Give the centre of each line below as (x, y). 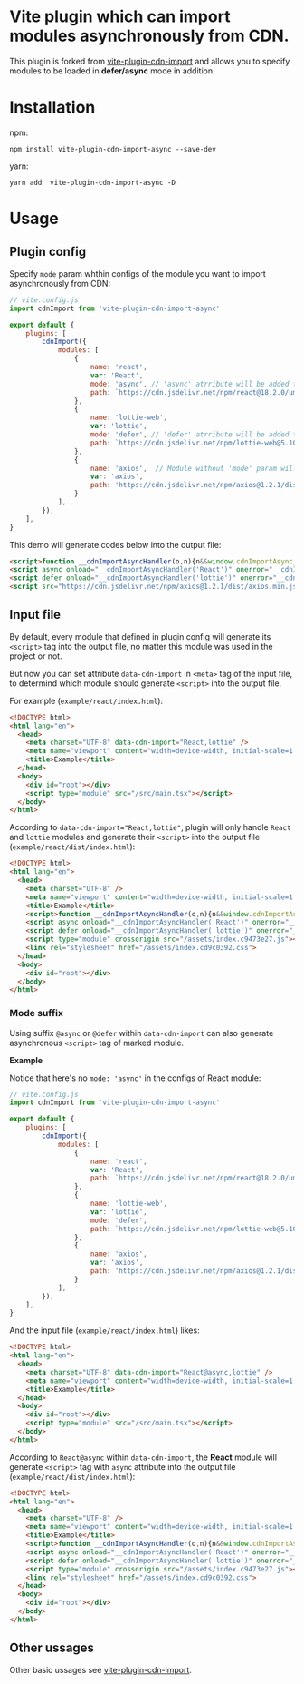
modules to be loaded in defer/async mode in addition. (112, 71)
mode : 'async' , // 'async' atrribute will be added (190, 384)
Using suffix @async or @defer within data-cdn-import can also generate (142, 1033)
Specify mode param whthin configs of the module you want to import (138, 273)
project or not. (36, 656)
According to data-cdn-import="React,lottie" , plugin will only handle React (150, 827)
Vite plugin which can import (120, 17)
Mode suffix (36, 1013)
